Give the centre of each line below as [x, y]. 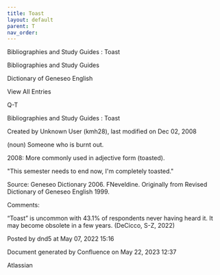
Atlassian [20, 265]
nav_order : [23, 32]
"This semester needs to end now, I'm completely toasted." [90, 171]
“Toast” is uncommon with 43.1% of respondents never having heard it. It [110, 218]
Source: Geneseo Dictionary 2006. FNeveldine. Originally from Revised [107, 185]
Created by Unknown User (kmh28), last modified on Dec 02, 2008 [102, 131]
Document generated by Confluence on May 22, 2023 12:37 [92, 252]
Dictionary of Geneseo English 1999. [58, 192]
